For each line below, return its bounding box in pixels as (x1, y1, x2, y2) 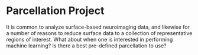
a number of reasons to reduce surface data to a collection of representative (6, 29, 193, 36)
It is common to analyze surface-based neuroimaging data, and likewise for (6, 23, 190, 30)
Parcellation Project (6, 4, 105, 18)
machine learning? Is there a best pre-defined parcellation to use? (6, 42, 167, 49)
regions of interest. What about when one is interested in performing (6, 36, 173, 43)
